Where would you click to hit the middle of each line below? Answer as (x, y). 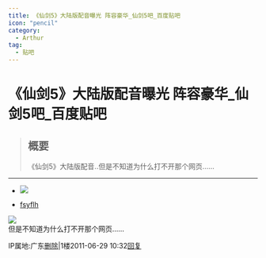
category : (25, 30)
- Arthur (30, 38)
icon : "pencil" (33, 23)
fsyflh (29, 204)
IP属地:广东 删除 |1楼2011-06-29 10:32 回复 (75, 246)
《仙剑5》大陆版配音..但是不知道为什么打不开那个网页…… (121, 166)
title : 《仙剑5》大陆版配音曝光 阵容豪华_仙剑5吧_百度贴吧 (94, 15)
